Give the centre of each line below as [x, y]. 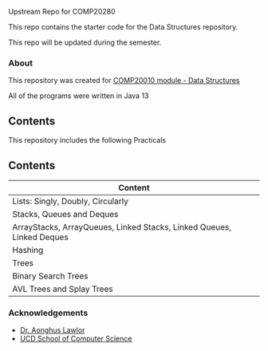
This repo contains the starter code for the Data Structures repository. [123, 27]
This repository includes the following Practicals [87, 140]
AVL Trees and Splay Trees [63, 289]
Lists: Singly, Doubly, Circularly [71, 201]
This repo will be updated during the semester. [85, 42]
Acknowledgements [48, 313]
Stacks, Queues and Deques [65, 214]
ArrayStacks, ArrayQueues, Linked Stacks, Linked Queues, [122, 227]
